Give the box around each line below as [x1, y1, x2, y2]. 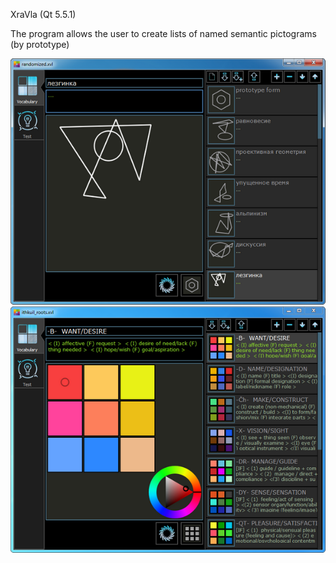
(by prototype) [10, 39, 70, 50]
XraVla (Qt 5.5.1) [10, 9, 77, 20]
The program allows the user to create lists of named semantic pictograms [10, 28, 317, 39]
